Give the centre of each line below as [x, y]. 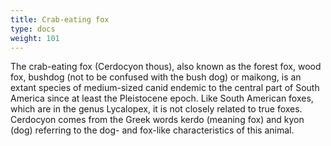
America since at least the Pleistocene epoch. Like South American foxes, [162, 98]
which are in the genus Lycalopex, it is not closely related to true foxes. [156, 109]
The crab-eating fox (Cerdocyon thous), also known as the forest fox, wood [166, 67]
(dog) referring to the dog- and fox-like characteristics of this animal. [152, 130]
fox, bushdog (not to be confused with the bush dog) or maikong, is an [156, 77]
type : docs [33, 29]
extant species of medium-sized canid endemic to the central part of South [165, 88]
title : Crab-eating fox [60, 19]
